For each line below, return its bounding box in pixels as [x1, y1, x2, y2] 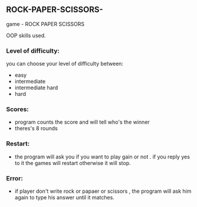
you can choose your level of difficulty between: [6, 60, 124, 67]
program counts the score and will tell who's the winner [14, 118, 150, 126]
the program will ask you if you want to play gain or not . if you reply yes [14, 153, 191, 160]
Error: [6, 174, 24, 182]
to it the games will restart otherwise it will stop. [14, 159, 131, 166]
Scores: [6, 105, 29, 114]
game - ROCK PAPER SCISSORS [6, 20, 84, 27]
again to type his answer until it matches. [14, 194, 115, 200]
